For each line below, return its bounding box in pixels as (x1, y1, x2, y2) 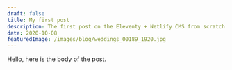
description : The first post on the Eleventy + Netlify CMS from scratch (7, 23, 226, 30)
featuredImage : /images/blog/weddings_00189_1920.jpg (7, 36, 167, 43)
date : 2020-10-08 (7, 29, 58, 37)
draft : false (7, 10, 45, 17)
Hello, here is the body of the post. (7, 55, 106, 63)
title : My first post (7, 17, 70, 24)
